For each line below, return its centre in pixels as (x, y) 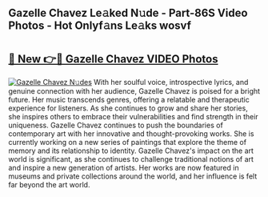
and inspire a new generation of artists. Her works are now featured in (124, 168)
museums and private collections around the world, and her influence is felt (133, 176)
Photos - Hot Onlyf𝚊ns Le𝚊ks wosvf (100, 26)
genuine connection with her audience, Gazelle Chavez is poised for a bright (134, 91)
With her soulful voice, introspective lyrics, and (171, 82)
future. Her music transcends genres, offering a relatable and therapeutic (129, 100)
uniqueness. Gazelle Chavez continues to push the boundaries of (116, 125)
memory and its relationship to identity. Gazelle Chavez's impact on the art (131, 151)
